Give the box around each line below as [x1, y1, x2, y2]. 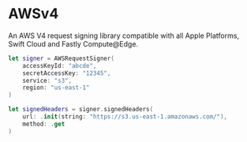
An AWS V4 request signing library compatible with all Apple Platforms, [8, 31, 239, 40]
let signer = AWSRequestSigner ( [8, 54, 114, 62]
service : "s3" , [22, 77, 73, 84]
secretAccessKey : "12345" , [22, 69, 111, 77]
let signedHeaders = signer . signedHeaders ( [8, 106, 154, 114]
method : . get [22, 120, 65, 128]
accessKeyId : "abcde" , [22, 62, 97, 69]
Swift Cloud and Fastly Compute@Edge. [8, 39, 139, 48]
